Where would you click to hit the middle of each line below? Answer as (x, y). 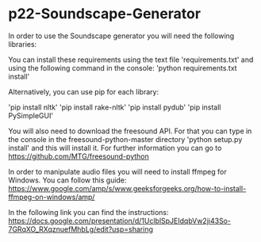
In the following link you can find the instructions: (88, 212)
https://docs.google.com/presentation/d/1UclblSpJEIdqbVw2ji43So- (120, 221)
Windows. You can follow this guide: (67, 180)
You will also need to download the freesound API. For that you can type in (130, 131)
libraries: (23, 44)
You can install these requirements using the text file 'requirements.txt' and (131, 60)
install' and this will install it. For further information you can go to (115, 148)
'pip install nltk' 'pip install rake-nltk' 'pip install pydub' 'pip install (115, 107)
